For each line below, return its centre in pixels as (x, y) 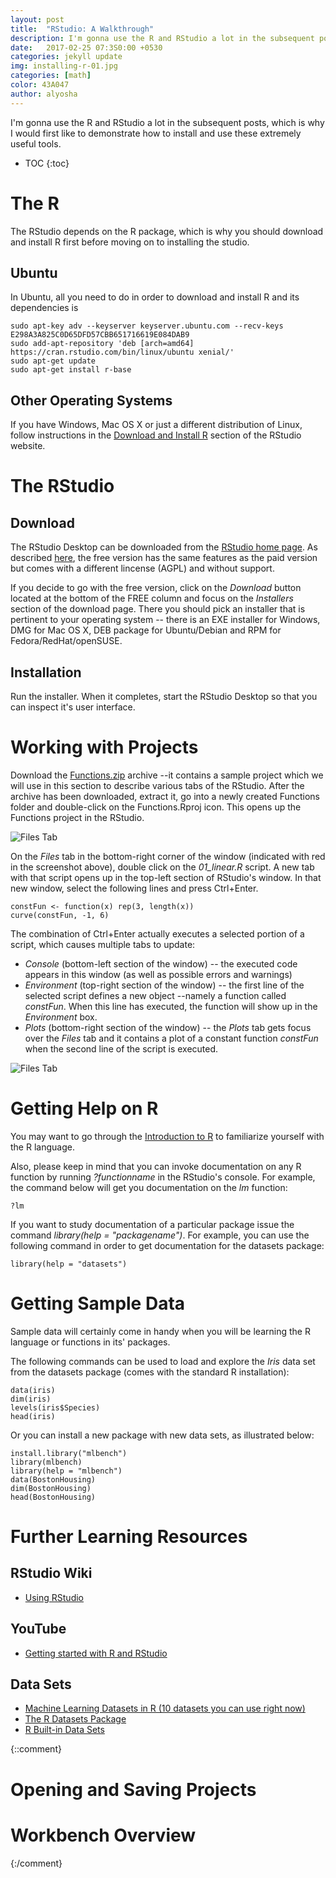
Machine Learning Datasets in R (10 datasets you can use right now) (165, 1708)
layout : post (37, 19)
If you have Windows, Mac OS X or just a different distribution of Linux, (156, 425)
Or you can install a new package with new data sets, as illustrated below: (162, 1435)
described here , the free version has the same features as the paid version (164, 558)
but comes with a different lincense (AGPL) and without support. (142, 568)
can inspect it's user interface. (73, 707)
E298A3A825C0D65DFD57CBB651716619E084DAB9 (100, 335)
